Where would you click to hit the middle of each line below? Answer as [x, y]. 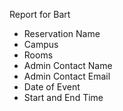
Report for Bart [40, 14]
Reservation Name [62, 33]
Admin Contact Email [67, 76]
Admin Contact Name [68, 65]
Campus [41, 44]
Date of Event [52, 87]
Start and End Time [63, 97]
